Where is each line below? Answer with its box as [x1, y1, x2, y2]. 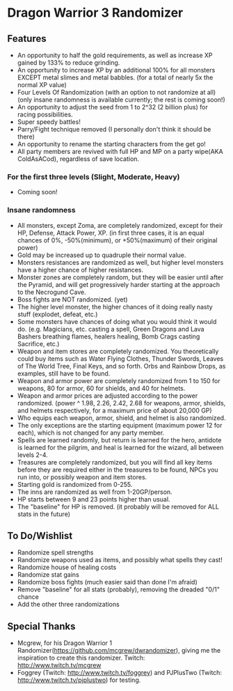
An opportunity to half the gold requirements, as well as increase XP [17, 51, 213, 59]
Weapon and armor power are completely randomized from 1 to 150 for [17, 376, 220, 385]
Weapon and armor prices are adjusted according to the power [17, 391, 198, 400]
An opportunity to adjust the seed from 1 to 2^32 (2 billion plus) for [17, 103, 209, 111]
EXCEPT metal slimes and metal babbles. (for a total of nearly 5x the [17, 73, 214, 81]
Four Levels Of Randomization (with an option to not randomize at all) [17, 88, 216, 96]
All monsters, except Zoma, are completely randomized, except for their [17, 221, 223, 229]
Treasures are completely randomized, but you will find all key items [17, 458, 213, 466]
